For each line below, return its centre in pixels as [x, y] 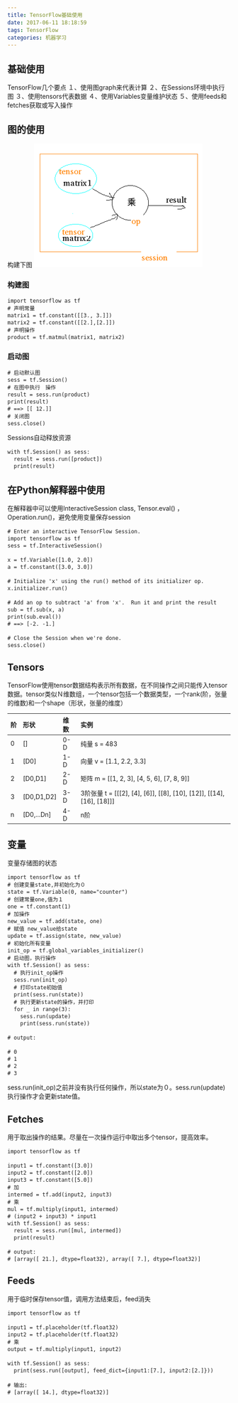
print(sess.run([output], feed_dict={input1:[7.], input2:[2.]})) [114, 1370]
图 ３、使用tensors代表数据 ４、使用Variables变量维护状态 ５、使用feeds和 [117, 97]
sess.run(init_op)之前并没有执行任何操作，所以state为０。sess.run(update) [116, 1087]
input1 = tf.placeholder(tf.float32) [63, 1327]
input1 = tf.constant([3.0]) [50, 1165]
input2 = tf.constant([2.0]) [50, 1173]
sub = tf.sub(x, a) [36, 610]
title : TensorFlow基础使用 [45, 15]
